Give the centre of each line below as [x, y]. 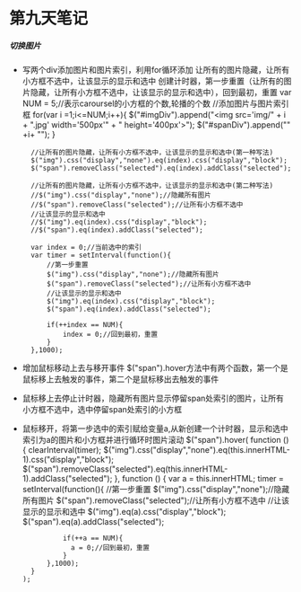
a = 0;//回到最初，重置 [110, 548]
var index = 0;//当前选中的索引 [86, 248]
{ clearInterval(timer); [62, 450]
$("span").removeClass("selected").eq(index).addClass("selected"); [161, 168]
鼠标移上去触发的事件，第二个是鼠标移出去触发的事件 [120, 379]
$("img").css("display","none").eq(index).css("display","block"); [159, 161]
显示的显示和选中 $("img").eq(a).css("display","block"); [124, 512]
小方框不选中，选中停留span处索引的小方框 [102, 410]
